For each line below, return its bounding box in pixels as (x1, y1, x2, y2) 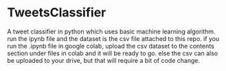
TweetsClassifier (7, 5, 106, 20)
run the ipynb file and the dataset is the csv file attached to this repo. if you (7, 34, 220, 42)
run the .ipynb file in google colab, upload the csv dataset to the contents (7, 42, 214, 50)
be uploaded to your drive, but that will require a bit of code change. (7, 56, 201, 64)
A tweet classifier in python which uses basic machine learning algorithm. (7, 27, 216, 35)
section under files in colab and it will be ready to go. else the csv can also (7, 49, 218, 57)
